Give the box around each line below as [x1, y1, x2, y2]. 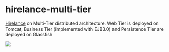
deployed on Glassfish [5, 31, 53, 37]
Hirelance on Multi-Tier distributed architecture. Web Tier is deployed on [5, 20, 159, 27]
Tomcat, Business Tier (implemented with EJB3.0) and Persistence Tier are [5, 25, 164, 32]
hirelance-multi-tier [5, 4, 91, 15]
